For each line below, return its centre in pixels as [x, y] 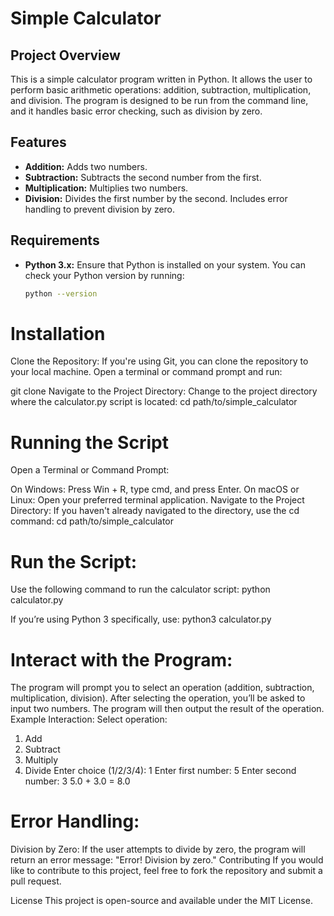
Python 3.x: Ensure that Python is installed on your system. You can [165, 264]
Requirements [55, 240]
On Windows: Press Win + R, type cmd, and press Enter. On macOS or [155, 489]
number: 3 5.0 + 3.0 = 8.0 [77, 781]
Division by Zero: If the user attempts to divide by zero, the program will [158, 849]
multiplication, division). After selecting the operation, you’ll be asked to [158, 698]
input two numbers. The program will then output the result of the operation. [167, 709]
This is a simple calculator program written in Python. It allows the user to [161, 79]
